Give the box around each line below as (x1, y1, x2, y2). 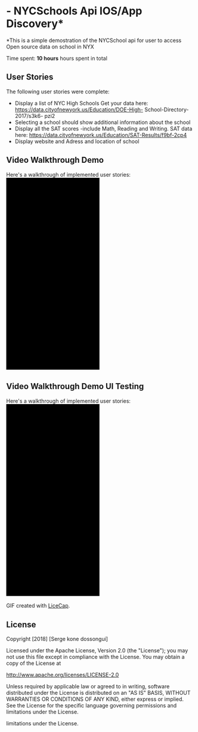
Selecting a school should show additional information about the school (14, 119, 191, 126)
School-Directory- (144, 106, 189, 113)
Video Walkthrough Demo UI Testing (6, 381, 144, 391)
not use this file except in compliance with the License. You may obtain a (6, 654, 185, 661)
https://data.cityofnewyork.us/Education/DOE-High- (14, 106, 143, 113)
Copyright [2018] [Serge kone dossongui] (6, 636, 109, 643)
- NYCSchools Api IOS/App (6, 4, 143, 18)
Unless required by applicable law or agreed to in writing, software (6, 683, 170, 690)
